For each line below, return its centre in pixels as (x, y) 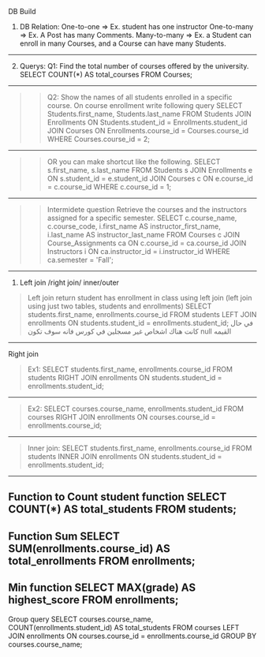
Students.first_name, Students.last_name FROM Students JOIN (149, 114)
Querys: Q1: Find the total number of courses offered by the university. (134, 66)
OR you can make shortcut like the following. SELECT (134, 162)
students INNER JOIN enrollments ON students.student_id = (125, 456)
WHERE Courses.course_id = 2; (98, 139)
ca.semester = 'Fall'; (80, 260)
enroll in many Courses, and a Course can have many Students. (123, 43)
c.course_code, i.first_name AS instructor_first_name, (134, 226)
